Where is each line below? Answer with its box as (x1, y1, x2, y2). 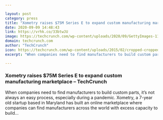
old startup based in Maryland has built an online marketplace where (5, 100, 142, 105)
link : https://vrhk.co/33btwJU (5, 30, 68, 34)
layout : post (5, 11, 32, 16)
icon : (5, 47, 16, 52)
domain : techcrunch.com (5, 38, 53, 44)
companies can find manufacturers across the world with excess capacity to (5, 105, 158, 111)
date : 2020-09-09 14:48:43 (5, 25, 60, 30)
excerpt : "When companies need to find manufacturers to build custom (5, 52, 151, 57)
